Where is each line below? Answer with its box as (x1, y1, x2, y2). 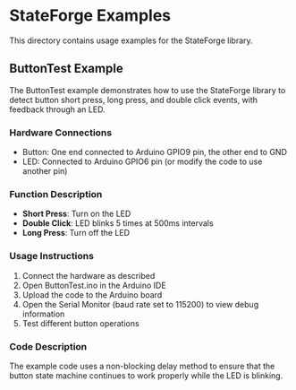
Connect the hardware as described (21, 270, 156, 281)
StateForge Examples (9, 5, 172, 26)
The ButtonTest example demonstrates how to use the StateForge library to (9, 84, 286, 95)
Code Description (9, 340, 88, 352)
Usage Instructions (9, 250, 94, 263)
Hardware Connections (9, 126, 113, 139)
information (21, 308, 65, 319)
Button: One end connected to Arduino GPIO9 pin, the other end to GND (21, 147, 288, 158)
